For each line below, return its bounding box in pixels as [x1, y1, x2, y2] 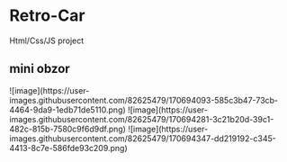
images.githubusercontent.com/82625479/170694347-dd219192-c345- [9, 132, 276, 144]
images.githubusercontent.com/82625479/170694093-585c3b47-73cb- [9, 94, 279, 105]
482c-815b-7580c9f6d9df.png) [9, 123, 126, 134]
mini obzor [9, 61, 70, 76]
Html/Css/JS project [9, 35, 85, 46]
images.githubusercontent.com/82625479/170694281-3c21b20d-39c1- [9, 113, 274, 124]
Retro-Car [9, 5, 85, 26]
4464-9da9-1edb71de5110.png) [9, 104, 126, 115]
